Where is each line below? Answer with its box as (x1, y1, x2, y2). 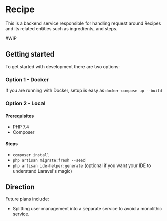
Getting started (5, 50, 55, 59)
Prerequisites (5, 113, 34, 119)
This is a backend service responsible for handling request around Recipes (5, 20, 161, 26)
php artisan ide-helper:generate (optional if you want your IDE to (12, 162, 151, 169)
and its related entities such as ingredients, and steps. (5, 25, 118, 31)
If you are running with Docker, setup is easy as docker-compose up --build (5, 87, 162, 94)
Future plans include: (5, 196, 49, 202)
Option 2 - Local (5, 100, 46, 107)
